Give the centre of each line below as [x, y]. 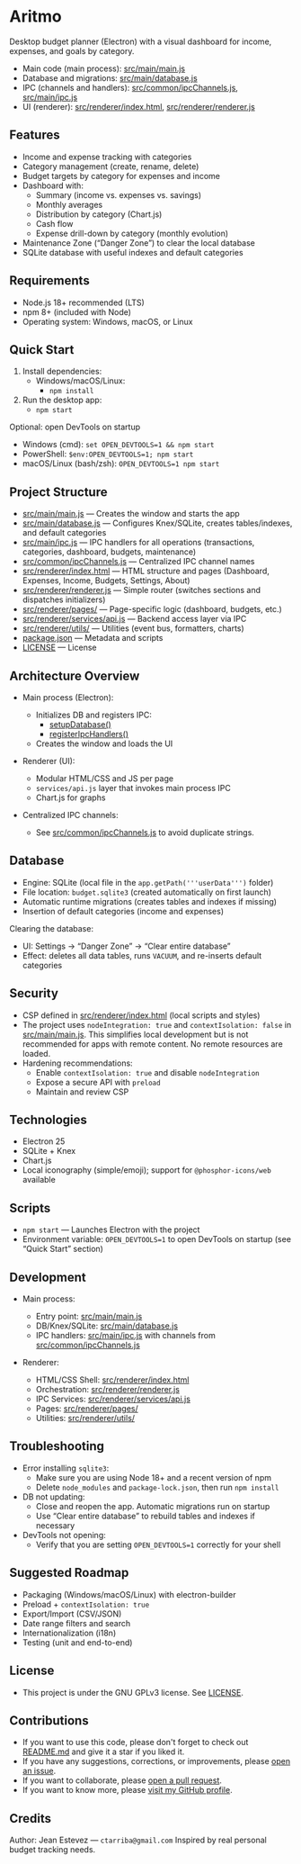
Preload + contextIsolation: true [86, 1604]
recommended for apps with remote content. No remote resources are [152, 1044]
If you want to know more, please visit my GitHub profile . [127, 1790]
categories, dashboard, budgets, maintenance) [109, 552]
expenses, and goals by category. [72, 50]
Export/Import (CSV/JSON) [72, 1614]
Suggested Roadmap [69, 1573]
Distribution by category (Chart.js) [99, 214]
